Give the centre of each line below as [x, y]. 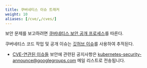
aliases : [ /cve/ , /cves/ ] [31, 19]
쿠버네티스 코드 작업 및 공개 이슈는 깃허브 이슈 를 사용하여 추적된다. [70, 44]
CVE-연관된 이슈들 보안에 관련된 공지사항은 [55, 54]
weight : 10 [16, 14]
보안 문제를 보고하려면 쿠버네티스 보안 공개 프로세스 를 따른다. [64, 34]
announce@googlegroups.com [44, 61]
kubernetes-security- [120, 54]
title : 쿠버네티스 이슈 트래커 [32, 10]
